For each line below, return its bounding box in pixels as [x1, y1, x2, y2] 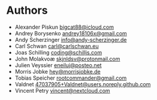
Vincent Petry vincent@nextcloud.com [14, 87, 110, 94]
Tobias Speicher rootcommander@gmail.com [14, 74, 127, 81]
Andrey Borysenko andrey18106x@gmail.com [14, 29, 127, 37]
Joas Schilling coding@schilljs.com [14, 49, 102, 56]
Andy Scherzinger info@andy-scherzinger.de [14, 36, 127, 43]
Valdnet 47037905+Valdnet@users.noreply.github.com [14, 80, 151, 87]
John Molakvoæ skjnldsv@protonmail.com [14, 55, 120, 62]
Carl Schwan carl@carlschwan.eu [14, 43, 99, 50]
